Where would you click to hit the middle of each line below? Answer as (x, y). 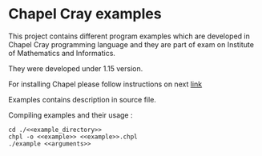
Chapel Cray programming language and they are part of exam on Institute (131, 44)
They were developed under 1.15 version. (76, 68)
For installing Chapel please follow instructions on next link (105, 84)
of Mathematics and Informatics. (62, 53)
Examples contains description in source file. (82, 99)
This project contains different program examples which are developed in (129, 36)
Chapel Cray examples (85, 14)
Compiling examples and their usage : (71, 115)
